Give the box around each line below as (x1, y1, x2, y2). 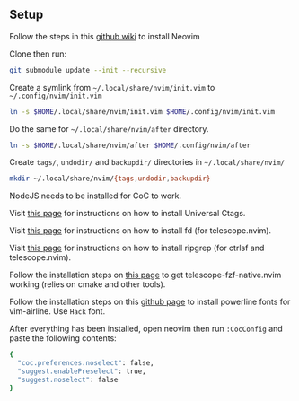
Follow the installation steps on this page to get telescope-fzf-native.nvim (9, 269, 282, 281)
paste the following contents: (9, 333, 117, 344)
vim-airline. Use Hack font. (9, 306, 106, 317)
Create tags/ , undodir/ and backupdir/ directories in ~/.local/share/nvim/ (9, 157, 286, 168)
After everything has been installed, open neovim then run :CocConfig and (9, 323, 283, 335)
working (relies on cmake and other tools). (9, 279, 166, 290)
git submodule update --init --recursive (9, 65, 167, 74)
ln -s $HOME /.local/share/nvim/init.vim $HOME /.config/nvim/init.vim (9, 107, 276, 116)
